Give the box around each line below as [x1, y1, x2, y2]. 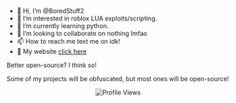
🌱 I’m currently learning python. [16, 22, 109, 30]
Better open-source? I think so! [6, 61, 97, 69]
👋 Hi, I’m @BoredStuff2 [16, 7, 85, 15]
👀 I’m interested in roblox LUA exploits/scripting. [16, 14, 158, 23]
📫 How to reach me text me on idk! [16, 37, 121, 45]
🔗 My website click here [16, 47, 87, 56]
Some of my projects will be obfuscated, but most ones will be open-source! [6, 75, 230, 83]
